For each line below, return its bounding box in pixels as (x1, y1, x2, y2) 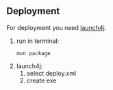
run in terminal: (16, 37, 60, 45)
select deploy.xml (26, 69, 77, 77)
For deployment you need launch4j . (6, 23, 107, 31)
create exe (26, 76, 57, 85)
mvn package (16, 50, 51, 57)
